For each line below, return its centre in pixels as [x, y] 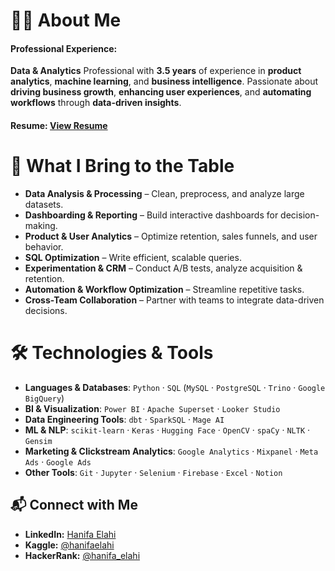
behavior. [44, 246]
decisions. [46, 310]
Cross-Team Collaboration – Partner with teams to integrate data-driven [174, 300]
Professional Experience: [64, 48]
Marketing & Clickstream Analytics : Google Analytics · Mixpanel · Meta [171, 451]
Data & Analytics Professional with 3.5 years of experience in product [156, 71]
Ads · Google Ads [58, 461]
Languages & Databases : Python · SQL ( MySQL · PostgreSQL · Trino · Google [175, 387]
